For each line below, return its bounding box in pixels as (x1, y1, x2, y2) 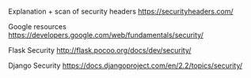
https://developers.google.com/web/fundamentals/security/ (8, 31, 203, 39)
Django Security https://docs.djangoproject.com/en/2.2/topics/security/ (8, 61, 243, 70)
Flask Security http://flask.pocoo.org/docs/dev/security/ (8, 46, 192, 54)
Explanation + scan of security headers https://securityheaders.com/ (8, 7, 234, 16)
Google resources (8, 22, 67, 31)
